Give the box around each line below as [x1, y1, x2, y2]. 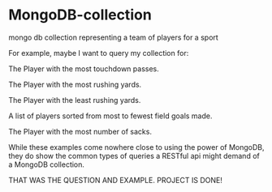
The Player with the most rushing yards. [8, 79, 142, 89]
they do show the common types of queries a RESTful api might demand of [8, 151, 260, 160]
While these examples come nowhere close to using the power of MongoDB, [8, 142, 265, 151]
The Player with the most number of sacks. [8, 126, 153, 136]
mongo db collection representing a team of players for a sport [8, 32, 219, 42]
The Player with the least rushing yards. [8, 95, 141, 105]
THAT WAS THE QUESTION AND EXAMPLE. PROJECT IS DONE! [8, 175, 223, 185]
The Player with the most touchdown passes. [8, 63, 160, 74]
